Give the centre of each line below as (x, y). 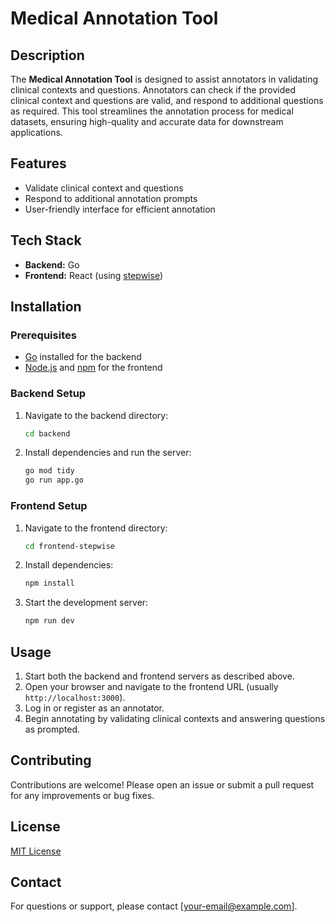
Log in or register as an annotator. (94, 708)
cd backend (47, 433)
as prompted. (52, 729)
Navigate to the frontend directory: (96, 528)
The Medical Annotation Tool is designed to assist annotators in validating (164, 79)
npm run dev (49, 621)
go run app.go (54, 480)
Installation (46, 307)
